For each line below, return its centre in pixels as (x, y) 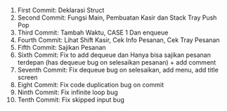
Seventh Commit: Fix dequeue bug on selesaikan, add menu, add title (118, 70)
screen (27, 77)
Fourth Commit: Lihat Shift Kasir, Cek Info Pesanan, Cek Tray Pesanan (118, 40)
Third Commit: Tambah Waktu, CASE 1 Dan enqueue (93, 32)
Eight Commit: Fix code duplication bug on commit (91, 85)
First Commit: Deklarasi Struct (61, 10)
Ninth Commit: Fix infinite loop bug (67, 92)
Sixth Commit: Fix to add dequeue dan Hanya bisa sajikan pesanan (114, 55)
